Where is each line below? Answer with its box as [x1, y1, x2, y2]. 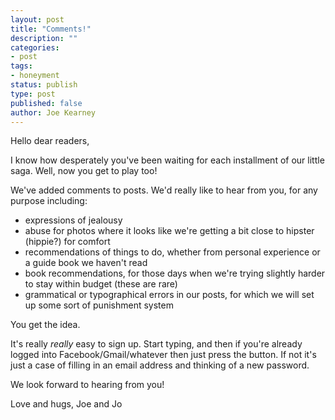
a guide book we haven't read [24, 257, 148, 269]
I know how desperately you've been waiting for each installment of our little [10, 154, 325, 166]
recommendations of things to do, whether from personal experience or [24, 246, 321, 258]
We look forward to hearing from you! [10, 379, 165, 391]
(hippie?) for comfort [24, 236, 111, 248]
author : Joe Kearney [10, 107, 97, 118]
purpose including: [10, 195, 88, 207]
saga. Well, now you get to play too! [10, 165, 158, 177]
